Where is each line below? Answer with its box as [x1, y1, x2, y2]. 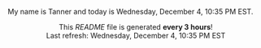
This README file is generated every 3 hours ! [59, 22, 213, 31]
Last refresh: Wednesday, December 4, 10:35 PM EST [46, 31, 226, 40]
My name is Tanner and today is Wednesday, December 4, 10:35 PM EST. [7, 7, 254, 16]
